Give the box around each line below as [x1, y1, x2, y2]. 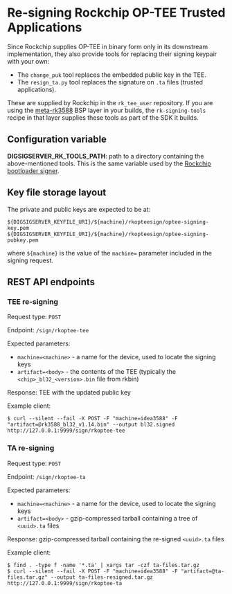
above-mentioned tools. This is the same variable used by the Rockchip [7, 159, 211, 168]
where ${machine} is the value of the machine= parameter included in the [7, 249, 213, 257]
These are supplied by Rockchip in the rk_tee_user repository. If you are [7, 98, 213, 107]
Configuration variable [7, 134, 107, 145]
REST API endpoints [7, 276, 96, 288]
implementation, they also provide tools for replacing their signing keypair [7, 50, 217, 58]
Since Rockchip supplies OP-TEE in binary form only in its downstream [7, 42, 208, 51]
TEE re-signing [7, 296, 59, 306]
